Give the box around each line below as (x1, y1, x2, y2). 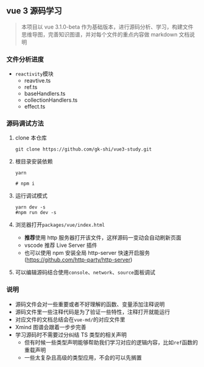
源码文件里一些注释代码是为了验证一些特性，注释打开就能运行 (15, 308, 171, 315)
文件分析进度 (6, 55, 44, 63)
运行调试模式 (15, 192, 47, 199)
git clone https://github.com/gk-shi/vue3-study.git (15, 146, 152, 152)
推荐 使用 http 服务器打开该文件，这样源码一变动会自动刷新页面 (24, 234, 181, 241)
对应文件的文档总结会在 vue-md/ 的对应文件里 (15, 316, 125, 323)
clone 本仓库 (15, 134, 47, 141)
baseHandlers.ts (24, 90, 66, 98)
